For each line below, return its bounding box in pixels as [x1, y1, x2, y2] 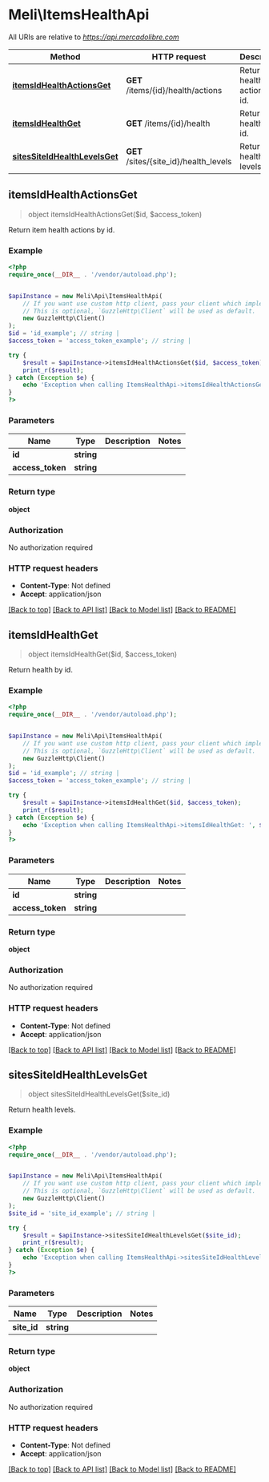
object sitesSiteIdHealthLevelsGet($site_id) [27, 1089, 171, 1099]
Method [50, 50, 81, 62]
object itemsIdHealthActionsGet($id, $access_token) [27, 209, 203, 219]
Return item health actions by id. [8, 224, 115, 234]
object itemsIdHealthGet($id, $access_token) [27, 649, 178, 659]
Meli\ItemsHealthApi [8, 6, 150, 24]
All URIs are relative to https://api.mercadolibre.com [8, 32, 180, 42]
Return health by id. [8, 665, 74, 675]
